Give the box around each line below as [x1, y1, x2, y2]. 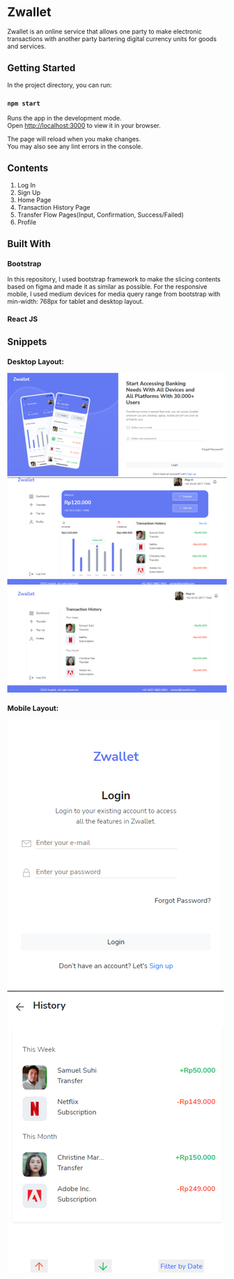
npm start [7, 99, 40, 107]
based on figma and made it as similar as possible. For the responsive [7, 282, 208, 290]
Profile [17, 217, 37, 226]
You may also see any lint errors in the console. [7, 142, 143, 150]
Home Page [17, 196, 52, 204]
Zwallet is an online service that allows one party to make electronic [7, 27, 202, 36]
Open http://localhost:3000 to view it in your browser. [7, 121, 162, 130]
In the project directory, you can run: [7, 81, 112, 89]
